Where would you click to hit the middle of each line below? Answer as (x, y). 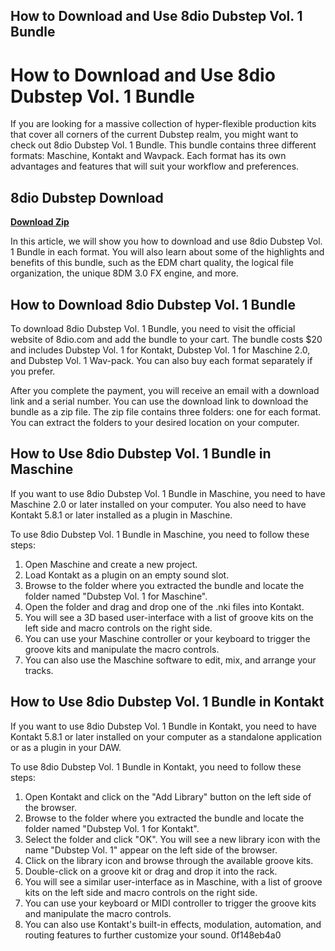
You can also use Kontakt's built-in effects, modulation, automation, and (173, 924)
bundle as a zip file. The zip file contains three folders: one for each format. (166, 411)
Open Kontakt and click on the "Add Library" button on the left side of (168, 796)
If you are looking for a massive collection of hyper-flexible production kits (163, 124)
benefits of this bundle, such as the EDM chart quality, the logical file (152, 263)
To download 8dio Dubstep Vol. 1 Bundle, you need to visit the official (153, 328)
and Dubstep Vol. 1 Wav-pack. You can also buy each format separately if (161, 360)
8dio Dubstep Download (87, 197)
